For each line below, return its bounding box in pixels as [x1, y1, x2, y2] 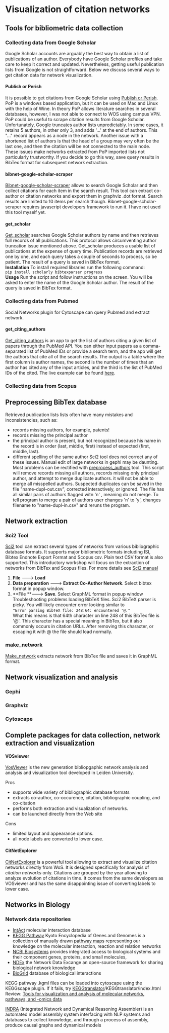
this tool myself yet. [5, 209, 46, 215]
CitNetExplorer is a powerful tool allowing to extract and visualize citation [5, 859, 157, 865]
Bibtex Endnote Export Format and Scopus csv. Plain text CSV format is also [5, 554, 163, 561]
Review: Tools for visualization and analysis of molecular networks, [5, 991, 145, 997]
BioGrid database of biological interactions [12, 970, 101, 976]
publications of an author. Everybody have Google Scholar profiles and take [5, 56, 162, 62]
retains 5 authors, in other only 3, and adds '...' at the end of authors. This [5, 127, 158, 133]
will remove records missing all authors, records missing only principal [12, 470, 159, 476]
